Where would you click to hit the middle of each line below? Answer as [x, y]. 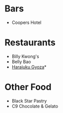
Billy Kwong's [25, 56]
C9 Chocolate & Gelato [35, 106]
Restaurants [30, 43]
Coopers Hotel [26, 22]
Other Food [28, 87]
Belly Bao [21, 61]
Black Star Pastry [29, 101]
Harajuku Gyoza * [29, 67]
